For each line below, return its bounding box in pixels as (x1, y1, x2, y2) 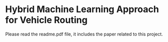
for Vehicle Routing (5, 14, 88, 26)
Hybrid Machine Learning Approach (5, 4, 159, 15)
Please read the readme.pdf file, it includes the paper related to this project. (5, 31, 163, 37)
